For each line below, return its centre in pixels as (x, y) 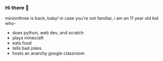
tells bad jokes (27, 48)
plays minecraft (28, 38)
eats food (22, 43)
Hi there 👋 (17, 8)
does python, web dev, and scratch (48, 33)
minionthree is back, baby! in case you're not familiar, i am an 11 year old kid (82, 18)
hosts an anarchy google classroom (48, 53)
